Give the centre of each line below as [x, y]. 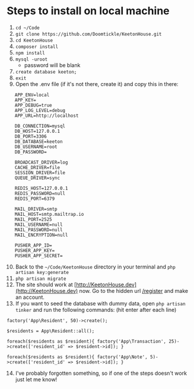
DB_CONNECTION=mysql [40, 126]
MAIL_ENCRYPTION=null [41, 235]
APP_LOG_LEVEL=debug [40, 110]
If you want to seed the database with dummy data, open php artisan [100, 303]
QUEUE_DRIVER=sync [37, 178]
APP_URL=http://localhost [47, 116]
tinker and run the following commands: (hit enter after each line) [96, 310]
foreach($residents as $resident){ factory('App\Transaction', [87, 341]
